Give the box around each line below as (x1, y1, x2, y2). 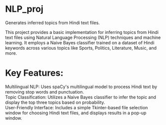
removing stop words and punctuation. (5, 89, 84, 94)
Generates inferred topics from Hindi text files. (5, 20, 100, 26)
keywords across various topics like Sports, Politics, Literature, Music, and (5, 45, 157, 51)
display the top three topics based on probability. (5, 99, 106, 105)
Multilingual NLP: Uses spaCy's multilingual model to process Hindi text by (5, 84, 158, 90)
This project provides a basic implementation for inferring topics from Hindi (5, 29, 159, 35)
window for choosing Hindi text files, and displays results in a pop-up (5, 110, 147, 116)
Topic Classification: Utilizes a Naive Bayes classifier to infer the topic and (5, 94, 156, 100)
